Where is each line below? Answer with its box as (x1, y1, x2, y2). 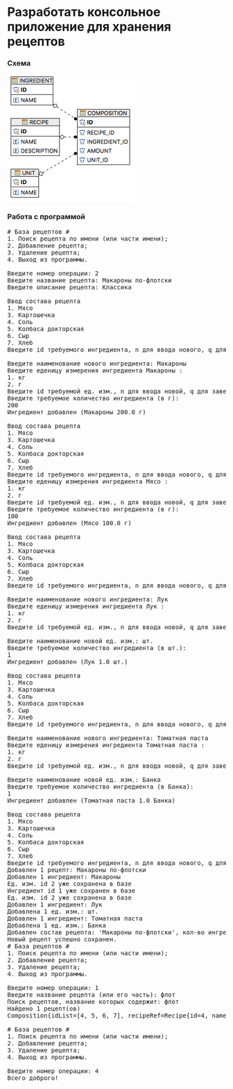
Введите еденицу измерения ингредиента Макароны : (7, 366, 183, 375)
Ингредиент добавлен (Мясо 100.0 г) (7, 519, 132, 527)
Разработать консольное (7, 4, 161, 20)
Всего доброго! (7, 1074, 59, 1082)
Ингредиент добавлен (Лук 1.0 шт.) (7, 658, 128, 666)
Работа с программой (7, 212, 85, 222)
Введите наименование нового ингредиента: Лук (7, 595, 169, 603)
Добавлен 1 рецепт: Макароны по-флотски (7, 866, 147, 874)
